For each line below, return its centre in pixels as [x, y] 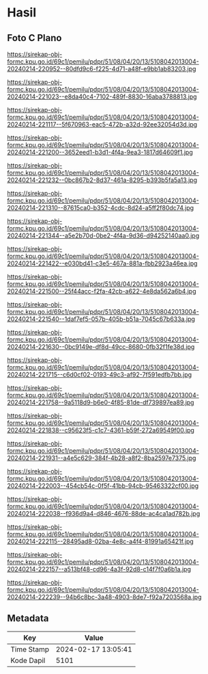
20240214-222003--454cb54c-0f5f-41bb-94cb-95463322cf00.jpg [103, 486]
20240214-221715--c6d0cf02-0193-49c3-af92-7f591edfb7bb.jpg [100, 375]
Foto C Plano [34, 38]
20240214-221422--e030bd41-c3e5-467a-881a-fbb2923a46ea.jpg [102, 263]
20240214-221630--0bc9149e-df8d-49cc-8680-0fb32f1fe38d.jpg [101, 347]
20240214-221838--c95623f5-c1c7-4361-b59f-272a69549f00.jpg [101, 430]
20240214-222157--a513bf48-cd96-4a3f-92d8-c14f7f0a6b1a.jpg [99, 569]
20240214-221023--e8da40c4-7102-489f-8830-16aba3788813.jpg [102, 96]
